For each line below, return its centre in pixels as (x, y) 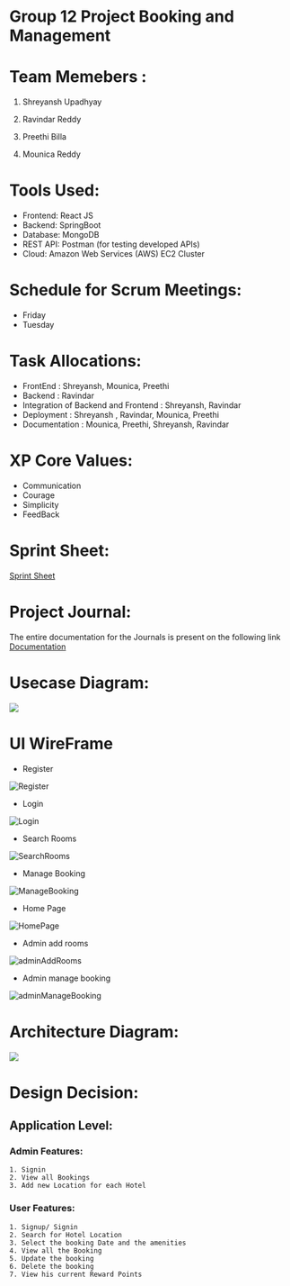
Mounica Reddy (51, 154)
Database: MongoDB (61, 235)
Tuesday (38, 325)
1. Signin (28, 1170)
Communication (52, 485)
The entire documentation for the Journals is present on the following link (145, 637)
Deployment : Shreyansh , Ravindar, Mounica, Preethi (121, 414)
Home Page (44, 908)
